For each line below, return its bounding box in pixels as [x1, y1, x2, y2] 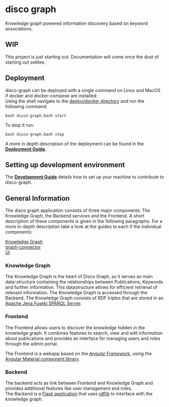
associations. [5, 25, 33, 31]
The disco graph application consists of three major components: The [5, 207, 150, 213]
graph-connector [5, 244, 41, 250]
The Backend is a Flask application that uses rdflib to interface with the [5, 391, 153, 397]
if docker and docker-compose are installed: [5, 93, 97, 99]
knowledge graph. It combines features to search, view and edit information [5, 330, 163, 336]
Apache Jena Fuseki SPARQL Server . [5, 300, 82, 306]
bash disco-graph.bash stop [5, 131, 65, 137]
